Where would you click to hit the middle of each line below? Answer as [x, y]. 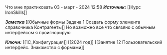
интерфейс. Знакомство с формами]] [45, 47]
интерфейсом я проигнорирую [38, 32]
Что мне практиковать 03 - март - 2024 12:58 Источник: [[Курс [73, 7]
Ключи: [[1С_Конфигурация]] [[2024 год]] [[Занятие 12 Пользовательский [84, 42]
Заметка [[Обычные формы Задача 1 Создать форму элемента [73, 22]
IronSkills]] [16, 12]
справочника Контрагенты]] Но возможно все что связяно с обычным [80, 27]
